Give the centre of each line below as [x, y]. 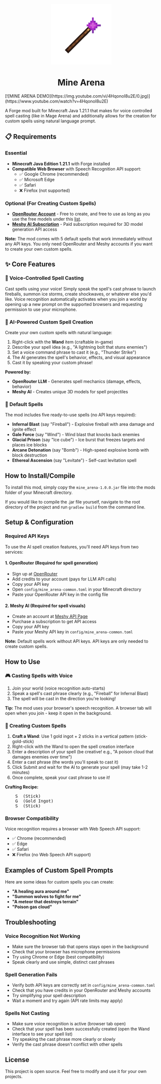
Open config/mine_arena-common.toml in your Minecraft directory [77, 589]
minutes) [21, 772]
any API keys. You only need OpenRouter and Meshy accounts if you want [79, 244]
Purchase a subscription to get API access [54, 622]
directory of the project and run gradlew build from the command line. [75, 507]
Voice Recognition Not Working [43, 936]
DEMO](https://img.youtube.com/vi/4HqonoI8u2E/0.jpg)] [93, 96]
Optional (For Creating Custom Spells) [51, 203]
